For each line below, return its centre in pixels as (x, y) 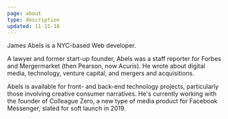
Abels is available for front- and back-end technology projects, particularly (113, 87)
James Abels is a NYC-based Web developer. (72, 46)
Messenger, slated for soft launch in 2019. (66, 108)
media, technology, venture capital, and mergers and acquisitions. (101, 73)
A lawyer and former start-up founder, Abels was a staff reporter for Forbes (114, 59)
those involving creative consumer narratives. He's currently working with (112, 94)
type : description (33, 20)
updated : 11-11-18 (33, 26)
